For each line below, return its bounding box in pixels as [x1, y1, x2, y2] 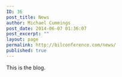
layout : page [6, 36, 39, 42]
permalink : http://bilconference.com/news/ [6, 42, 117, 48]
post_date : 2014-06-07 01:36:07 [6, 25, 87, 32]
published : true [6, 48, 47, 54]
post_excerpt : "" [6, 31, 50, 37]
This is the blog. [6, 64, 46, 71]
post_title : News [6, 14, 50, 20]
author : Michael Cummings [6, 20, 71, 26]
